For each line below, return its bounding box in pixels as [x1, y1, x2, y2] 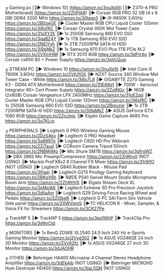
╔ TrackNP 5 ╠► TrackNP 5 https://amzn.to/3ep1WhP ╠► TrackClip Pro [5, 215, 150, 221]
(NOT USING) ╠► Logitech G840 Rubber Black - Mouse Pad [5, 164, 127, 170]
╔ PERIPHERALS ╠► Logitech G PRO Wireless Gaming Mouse [5, 128, 130, 133]
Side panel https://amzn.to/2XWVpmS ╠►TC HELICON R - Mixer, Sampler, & [5, 201, 160, 206]
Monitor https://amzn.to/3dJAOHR [5, 245, 74, 251]
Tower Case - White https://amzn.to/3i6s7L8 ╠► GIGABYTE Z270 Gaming [5, 76, 154, 82]
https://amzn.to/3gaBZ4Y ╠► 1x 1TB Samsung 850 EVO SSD [5, 36, 127, 42]
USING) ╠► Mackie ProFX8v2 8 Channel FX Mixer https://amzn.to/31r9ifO [5, 159, 155, 164]
